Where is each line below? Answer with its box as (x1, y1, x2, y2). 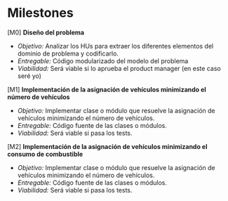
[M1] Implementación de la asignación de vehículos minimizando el (7, 85, 207, 93)
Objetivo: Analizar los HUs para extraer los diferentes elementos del (17, 41, 214, 50)
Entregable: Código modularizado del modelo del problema (17, 56, 189, 65)
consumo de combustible (7, 150, 83, 158)
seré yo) (17, 72, 42, 80)
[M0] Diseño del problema (7, 28, 85, 37)
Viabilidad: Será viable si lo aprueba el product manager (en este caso (17, 64, 221, 72)
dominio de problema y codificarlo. (17, 49, 119, 58)
